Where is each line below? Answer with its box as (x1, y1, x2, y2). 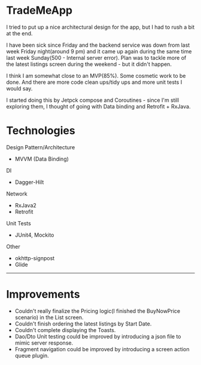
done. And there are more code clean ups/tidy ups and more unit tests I (6, 79, 182, 86)
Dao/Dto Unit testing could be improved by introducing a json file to (14, 333, 181, 340)
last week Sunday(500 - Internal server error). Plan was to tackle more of (6, 54, 187, 61)
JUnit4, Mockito (14, 231, 54, 239)
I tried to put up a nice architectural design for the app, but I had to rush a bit (6, 23, 195, 31)
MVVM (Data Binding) (14, 155, 69, 162)
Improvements (6, 288, 80, 301)
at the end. (6, 29, 33, 37)
